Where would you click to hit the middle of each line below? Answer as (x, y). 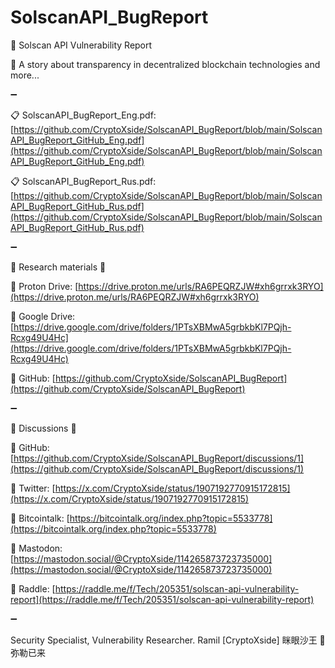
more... (25, 75)
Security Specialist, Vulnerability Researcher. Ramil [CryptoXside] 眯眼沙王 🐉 (168, 640)
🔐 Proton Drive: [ (44, 286)
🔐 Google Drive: (43, 316)
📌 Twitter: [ (33, 488)
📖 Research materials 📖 (58, 267)
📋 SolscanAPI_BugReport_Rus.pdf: (83, 181)
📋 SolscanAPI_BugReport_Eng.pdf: (83, 115)
